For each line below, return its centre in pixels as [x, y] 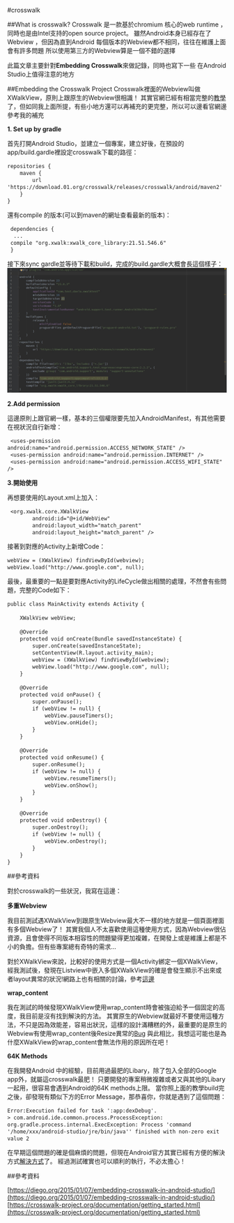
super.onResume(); [59, 765]
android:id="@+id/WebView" [71, 519]
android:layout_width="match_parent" [87, 526]
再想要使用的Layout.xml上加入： [53, 497]
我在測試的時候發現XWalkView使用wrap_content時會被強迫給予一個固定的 [113, 1007]
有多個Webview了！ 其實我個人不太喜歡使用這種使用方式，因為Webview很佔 [117, 929]
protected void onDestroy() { [64, 820]
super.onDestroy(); [61, 827]
